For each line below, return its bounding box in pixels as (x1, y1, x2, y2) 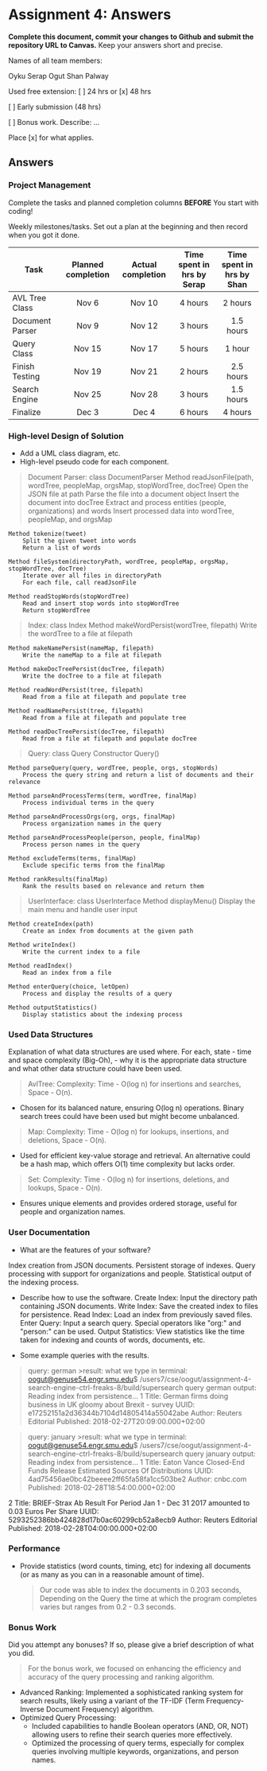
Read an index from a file (22, 969, 112, 977)
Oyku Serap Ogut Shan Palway (8, 71, 109, 80)
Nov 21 (130, 366, 159, 377)
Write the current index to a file (22, 948, 141, 956)
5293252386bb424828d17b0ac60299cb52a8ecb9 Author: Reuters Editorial (8, 1515, 258, 1524)
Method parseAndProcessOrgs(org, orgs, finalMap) (8, 813, 176, 821)
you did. (8, 1649, 35, 1658)
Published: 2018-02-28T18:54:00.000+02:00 (27, 1482, 176, 1492)
